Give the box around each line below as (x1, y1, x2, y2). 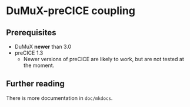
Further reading (6, 79, 65, 89)
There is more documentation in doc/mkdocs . (6, 94, 113, 101)
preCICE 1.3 (14, 49, 44, 56)
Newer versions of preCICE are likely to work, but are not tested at (23, 56, 184, 62)
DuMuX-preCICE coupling (6, 4, 135, 18)
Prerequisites (6, 28, 56, 38)
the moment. (23, 62, 55, 69)
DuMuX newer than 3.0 (14, 43, 72, 50)
